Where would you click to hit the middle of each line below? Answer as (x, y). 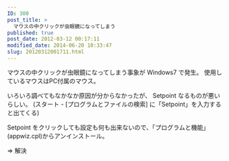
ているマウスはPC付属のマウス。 (53, 80)
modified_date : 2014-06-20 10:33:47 (59, 45)
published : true (30, 33)
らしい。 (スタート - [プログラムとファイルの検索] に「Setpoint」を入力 (108, 104)
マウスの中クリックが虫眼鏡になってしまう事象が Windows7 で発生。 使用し (115, 72)
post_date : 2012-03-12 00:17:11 (53, 39)
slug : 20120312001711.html (46, 52)
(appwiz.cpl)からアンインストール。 (58, 136)
